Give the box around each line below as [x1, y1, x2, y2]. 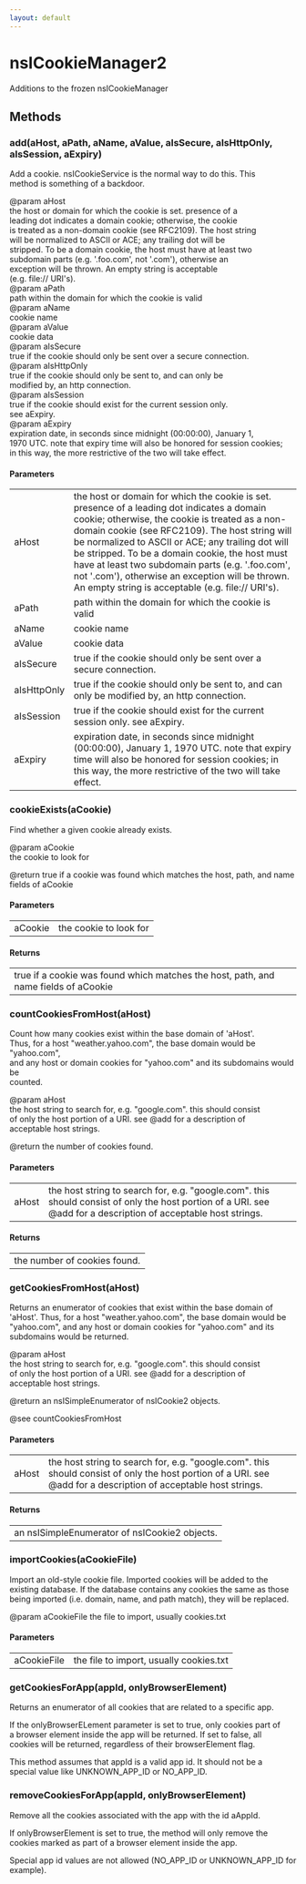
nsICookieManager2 [9, 52, 167, 73]
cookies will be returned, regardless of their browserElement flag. [9, 1739, 256, 1750]
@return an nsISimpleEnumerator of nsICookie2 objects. [9, 1396, 221, 1407]
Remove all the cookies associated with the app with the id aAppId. [9, 1809, 261, 1820]
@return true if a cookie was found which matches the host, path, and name [9, 869, 295, 880]
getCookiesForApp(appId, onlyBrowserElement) [9, 1681, 228, 1694]
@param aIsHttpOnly [9, 361, 88, 372]
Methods [9, 108, 62, 124]
